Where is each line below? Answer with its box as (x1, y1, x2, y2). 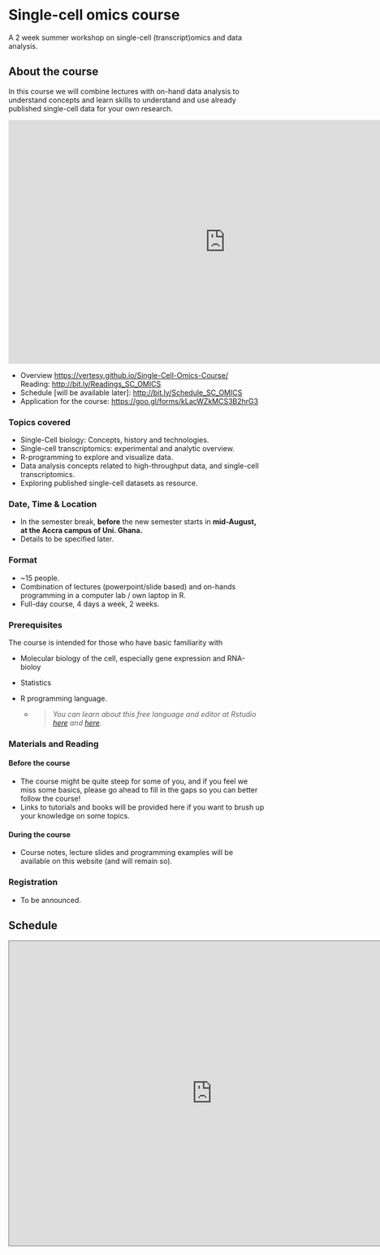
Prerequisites (8, 619, 63, 631)
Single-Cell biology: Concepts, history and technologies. (19, 435, 209, 445)
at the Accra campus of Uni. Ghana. (19, 526, 144, 536)
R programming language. (19, 693, 108, 703)
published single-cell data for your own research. (8, 103, 173, 113)
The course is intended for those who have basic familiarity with (8, 637, 223, 647)
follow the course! (19, 794, 81, 804)
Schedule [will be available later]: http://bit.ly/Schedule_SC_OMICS (19, 388, 243, 397)
